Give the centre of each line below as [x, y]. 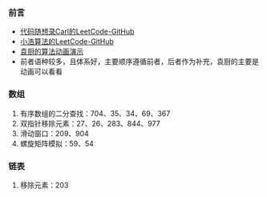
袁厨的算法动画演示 [52, 52]
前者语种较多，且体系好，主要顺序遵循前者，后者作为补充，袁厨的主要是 [139, 62]
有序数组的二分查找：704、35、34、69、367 [95, 113]
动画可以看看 [41, 72]
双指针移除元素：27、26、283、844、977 [90, 123]
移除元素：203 [44, 185]
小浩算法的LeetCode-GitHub [67, 42]
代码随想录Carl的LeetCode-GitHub [77, 32]
